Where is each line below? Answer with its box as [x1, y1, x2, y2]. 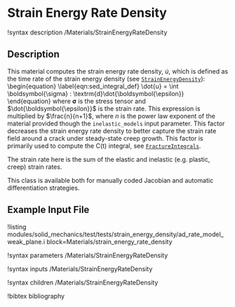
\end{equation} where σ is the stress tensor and [7, 97, 146, 105]
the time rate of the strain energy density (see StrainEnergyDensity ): [7, 74, 206, 83]
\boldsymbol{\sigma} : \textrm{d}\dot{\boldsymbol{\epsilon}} [7, 89, 184, 97]
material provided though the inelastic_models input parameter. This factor [7, 119, 225, 128]
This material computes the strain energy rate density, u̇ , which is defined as [7, 67, 229, 75]
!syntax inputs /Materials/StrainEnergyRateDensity [7, 264, 153, 273]
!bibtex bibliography [7, 292, 65, 300]
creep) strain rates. [7, 163, 62, 171]
